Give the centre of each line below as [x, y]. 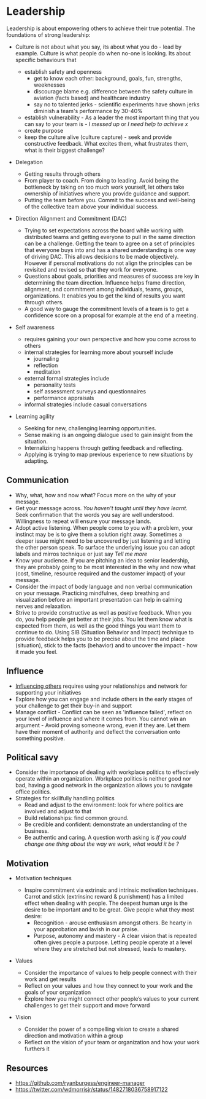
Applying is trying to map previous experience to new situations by [109, 454]
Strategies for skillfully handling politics [65, 798]
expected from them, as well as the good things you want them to [98, 626]
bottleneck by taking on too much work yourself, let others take [105, 187]
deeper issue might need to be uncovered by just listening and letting [103, 541]
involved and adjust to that [58, 811]
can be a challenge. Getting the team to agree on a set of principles [109, 243]
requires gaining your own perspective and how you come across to [110, 339]
